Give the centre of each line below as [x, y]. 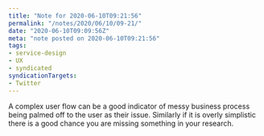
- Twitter [25, 83]
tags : [17, 46]
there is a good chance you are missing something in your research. [121, 123]
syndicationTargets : [43, 76]
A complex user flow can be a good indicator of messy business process [129, 106]
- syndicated [30, 68]
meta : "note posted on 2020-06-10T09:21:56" [84, 38]
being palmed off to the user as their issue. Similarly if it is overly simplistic [132, 114]
